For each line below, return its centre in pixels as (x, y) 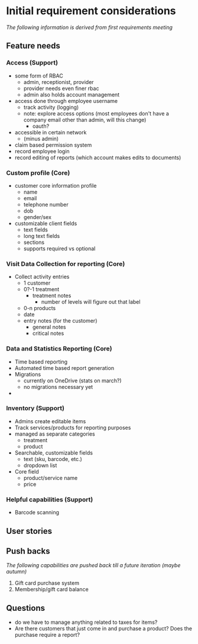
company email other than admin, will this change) (85, 120)
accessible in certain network (51, 132)
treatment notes (52, 296)
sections (34, 242)
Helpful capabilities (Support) (50, 500)
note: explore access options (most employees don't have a (96, 113)
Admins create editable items (50, 421)
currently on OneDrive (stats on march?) (73, 381)
